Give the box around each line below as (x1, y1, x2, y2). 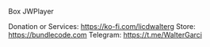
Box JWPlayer (8, 7, 54, 16)
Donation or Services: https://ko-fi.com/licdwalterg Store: (8, 22, 196, 31)
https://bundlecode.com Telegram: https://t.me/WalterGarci (8, 31, 202, 39)
